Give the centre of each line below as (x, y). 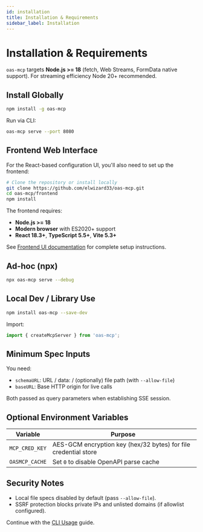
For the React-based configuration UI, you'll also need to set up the (90, 165)
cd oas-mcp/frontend (32, 194)
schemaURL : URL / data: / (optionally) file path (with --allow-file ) (95, 380)
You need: (19, 368)
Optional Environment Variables (67, 417)
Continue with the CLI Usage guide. (50, 522)
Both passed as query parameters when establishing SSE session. (89, 399)
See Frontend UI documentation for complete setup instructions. (86, 247)
